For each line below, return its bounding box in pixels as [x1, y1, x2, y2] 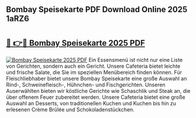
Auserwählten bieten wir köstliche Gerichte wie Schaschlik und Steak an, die [6, 88, 191, 94]
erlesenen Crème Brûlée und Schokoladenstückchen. [6, 106, 135, 113]
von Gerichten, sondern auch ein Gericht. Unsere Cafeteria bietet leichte [6, 63, 181, 70]
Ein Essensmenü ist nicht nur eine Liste [88, 57, 183, 63]
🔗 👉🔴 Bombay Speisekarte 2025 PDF [6, 38, 145, 48]
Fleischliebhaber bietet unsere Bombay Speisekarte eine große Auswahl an [6, 75, 187, 82]
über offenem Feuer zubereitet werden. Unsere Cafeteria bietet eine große [6, 93, 185, 100]
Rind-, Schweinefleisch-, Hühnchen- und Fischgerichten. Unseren [6, 81, 166, 88]
